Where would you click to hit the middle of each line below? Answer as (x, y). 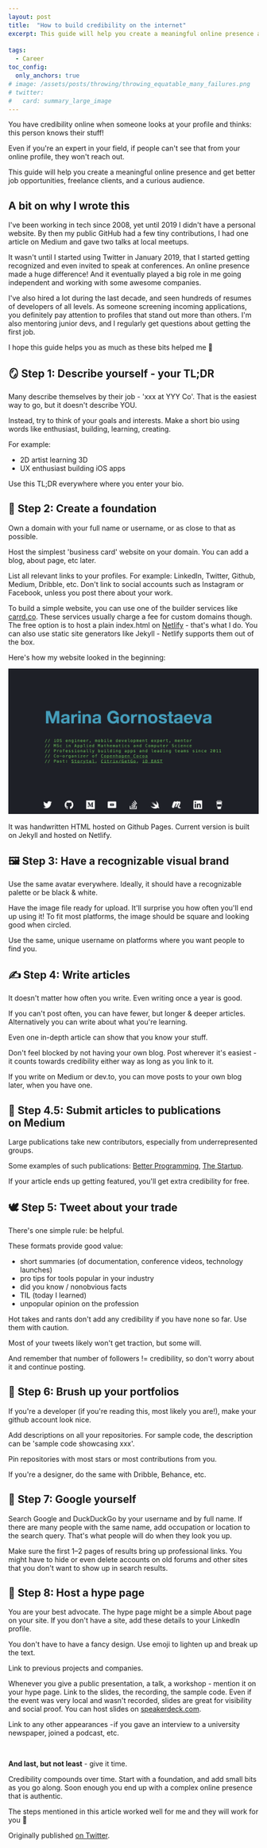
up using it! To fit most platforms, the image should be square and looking (129, 917)
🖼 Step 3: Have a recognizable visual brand (119, 861)
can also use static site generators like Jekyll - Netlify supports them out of (131, 633)
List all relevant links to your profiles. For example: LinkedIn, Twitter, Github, (132, 576)
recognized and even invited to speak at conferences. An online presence (129, 266)
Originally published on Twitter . (59, 1835)
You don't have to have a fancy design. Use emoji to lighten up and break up (133, 1644)
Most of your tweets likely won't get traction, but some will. (105, 1343)
